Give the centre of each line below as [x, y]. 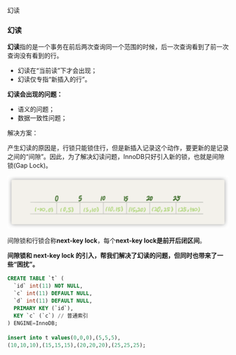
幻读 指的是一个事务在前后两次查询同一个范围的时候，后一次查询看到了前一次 [118, 47]
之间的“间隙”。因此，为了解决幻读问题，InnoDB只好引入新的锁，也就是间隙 [116, 157]
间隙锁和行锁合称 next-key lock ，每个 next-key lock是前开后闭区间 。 [106, 240]
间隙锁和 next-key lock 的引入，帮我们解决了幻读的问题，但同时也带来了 [112, 256]
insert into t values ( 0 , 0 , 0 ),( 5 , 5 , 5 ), [64, 338]
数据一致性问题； [42, 118]
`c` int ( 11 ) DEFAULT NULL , [53, 294]
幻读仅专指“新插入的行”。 [54, 79]
